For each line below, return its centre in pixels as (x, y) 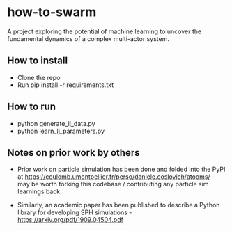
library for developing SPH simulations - (75, 212)
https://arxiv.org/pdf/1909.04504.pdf (70, 220)
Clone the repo (39, 77)
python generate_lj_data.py (56, 123)
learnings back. (39, 191)
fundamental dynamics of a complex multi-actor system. (88, 38)
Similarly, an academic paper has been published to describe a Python (118, 205)
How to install (38, 61)
